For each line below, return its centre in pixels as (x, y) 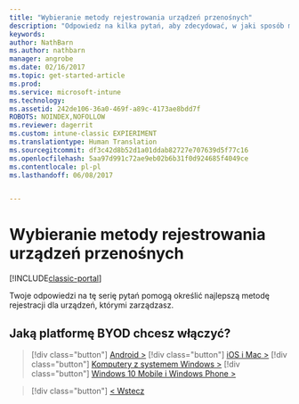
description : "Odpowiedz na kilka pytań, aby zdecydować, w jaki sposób (147, 26)
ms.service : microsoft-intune (65, 92)
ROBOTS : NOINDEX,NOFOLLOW (57, 117)
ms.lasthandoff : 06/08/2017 (61, 175)
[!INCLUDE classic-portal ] (56, 278)
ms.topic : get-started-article (67, 76)
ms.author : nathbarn (48, 51)
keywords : (28, 34)
